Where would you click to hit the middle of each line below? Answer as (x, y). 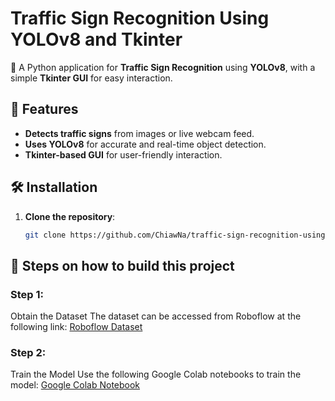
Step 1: (27, 294)
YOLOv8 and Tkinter (96, 39)
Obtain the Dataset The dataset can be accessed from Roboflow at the (156, 316)
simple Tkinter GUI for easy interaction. (91, 78)
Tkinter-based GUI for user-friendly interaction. (123, 154)
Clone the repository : (70, 216)
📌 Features (44, 109)
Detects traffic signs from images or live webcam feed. (139, 133)
